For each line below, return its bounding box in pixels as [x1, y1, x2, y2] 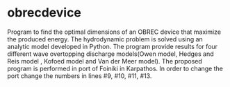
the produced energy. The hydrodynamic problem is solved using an [7, 35, 203, 43]
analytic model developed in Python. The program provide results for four [7, 42, 217, 50]
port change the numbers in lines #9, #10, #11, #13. [7, 71, 152, 80]
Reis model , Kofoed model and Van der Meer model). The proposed [7, 57, 203, 65]
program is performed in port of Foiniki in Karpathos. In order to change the [7, 64, 224, 72]
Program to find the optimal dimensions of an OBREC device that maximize [7, 28, 221, 36]
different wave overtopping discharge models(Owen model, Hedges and [7, 50, 214, 58]
